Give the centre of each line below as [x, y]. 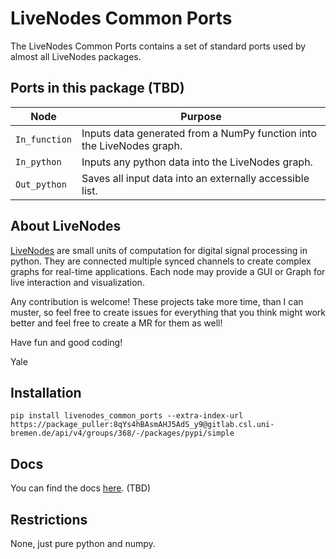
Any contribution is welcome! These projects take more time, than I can [157, 301]
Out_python [41, 184]
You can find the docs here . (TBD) [80, 488]
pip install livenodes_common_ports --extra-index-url [127, 416]
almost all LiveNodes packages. [76, 56]
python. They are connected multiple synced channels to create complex [161, 261]
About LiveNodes [66, 226]
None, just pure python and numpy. [83, 543]
